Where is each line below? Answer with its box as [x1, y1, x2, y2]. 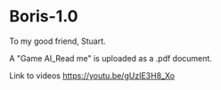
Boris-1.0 [9, 6, 78, 27]
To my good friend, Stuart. [9, 36, 106, 46]
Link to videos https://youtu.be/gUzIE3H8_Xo [9, 70, 176, 81]
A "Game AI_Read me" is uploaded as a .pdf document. [9, 53, 212, 63]
